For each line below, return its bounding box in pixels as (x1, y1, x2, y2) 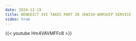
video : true (5, 16, 30, 21)
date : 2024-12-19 (5, 7, 42, 12)
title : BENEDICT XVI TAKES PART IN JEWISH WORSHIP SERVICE (5, 12, 131, 17)
